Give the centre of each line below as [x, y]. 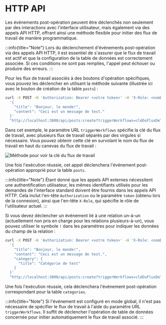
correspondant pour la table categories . [46, 292]
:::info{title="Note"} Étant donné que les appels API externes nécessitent [79, 180]
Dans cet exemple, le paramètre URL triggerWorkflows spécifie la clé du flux [83, 130]
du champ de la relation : [30, 231]
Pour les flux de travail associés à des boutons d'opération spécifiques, [78, 78]
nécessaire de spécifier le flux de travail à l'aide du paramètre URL [73, 307]
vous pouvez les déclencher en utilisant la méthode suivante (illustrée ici [79, 83]
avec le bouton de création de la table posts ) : [52, 88]
